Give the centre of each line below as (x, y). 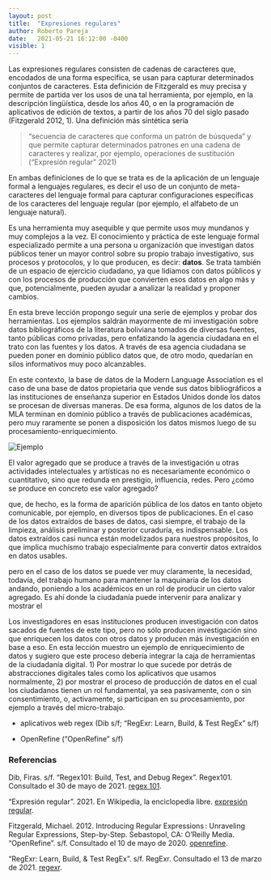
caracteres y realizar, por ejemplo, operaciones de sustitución (131, 154)
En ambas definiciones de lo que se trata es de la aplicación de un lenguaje (134, 178)
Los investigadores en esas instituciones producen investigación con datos (133, 622)
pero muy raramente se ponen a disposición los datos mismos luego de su (132, 423)
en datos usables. (38, 556)
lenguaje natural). (38, 212)
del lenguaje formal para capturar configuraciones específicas (150, 195)
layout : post (30, 16)
